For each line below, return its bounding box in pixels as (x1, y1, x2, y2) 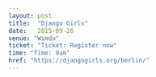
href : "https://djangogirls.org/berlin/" (8, 57, 150, 65)
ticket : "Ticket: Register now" (8, 42, 117, 50)
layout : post (8, 11, 53, 20)
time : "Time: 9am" (8, 49, 70, 57)
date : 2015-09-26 (8, 26, 74, 34)
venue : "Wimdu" (8, 34, 60, 43)
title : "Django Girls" (8, 19, 89, 27)
